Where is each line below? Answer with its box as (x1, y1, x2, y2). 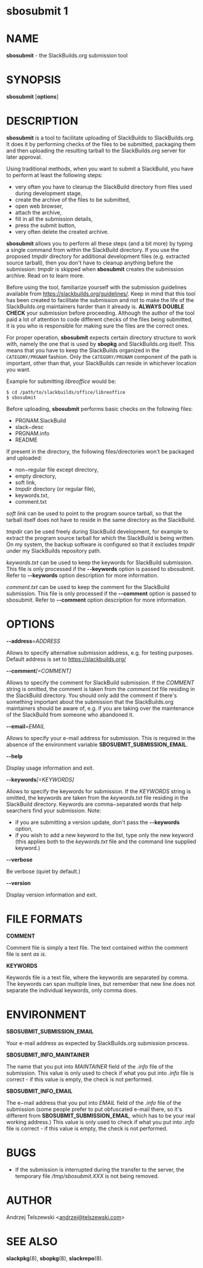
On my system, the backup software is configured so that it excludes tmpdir (6, 541, 195, 548)
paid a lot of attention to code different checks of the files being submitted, (6, 316, 193, 323)
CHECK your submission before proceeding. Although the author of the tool (6, 309, 195, 317)
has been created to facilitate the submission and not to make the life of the (6, 297, 195, 303)
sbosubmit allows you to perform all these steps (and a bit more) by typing (6, 240, 193, 247)
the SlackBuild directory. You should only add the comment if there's (6, 692, 177, 699)
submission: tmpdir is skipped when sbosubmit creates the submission (6, 266, 184, 272)
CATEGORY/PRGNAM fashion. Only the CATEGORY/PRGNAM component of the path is (6, 353, 197, 360)
